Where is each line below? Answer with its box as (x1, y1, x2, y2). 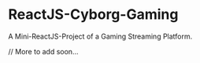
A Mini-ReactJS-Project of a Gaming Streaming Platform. (8, 31, 193, 41)
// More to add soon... (8, 46, 79, 56)
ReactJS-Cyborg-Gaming (8, 6, 179, 24)
